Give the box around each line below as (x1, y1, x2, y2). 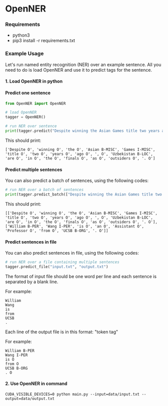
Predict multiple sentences (5, 166, 62, 172)
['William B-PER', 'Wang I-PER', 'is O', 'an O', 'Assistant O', (5, 224, 144, 229)
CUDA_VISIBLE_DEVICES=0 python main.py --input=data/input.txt (5, 392, 140, 397)
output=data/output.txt (5, 396, 55, 401)
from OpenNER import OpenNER (5, 101, 66, 106)
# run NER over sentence (5, 124, 57, 129)
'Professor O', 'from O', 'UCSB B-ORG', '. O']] (5, 228, 108, 233)
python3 (12, 32, 30, 38)
